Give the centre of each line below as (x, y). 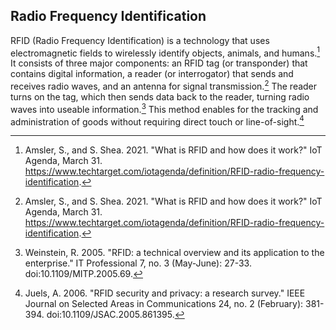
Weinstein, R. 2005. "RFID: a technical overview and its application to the (174, 253)
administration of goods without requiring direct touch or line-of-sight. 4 (157, 121)
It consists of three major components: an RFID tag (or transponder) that (159, 63)
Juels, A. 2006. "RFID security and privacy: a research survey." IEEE (165, 293)
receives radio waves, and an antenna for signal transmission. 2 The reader (164, 86)
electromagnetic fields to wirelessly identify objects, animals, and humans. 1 (165, 52)
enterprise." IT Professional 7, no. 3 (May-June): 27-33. (138, 263)
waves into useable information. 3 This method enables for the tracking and (164, 108)
